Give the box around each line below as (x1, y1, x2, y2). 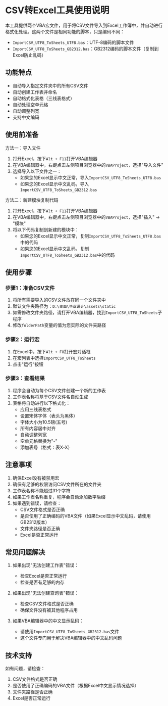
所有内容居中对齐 (20, 425, 56, 431)
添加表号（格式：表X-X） (20, 444, 73, 450)
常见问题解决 (5, 548, 45, 556)
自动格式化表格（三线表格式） (12, 95, 75, 101)
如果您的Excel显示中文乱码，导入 (20, 180, 89, 187)
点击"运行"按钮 (12, 361, 44, 367)
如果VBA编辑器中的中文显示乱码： (12, 618, 84, 624)
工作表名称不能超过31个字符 (12, 487, 71, 493)
